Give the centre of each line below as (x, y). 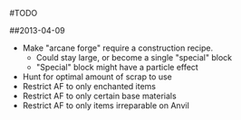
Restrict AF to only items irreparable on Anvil (106, 106)
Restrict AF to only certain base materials (99, 96)
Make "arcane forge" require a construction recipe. (118, 48)
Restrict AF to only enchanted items (89, 86)
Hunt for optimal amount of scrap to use (97, 77)
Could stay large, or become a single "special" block (134, 57)
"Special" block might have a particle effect (117, 67)
